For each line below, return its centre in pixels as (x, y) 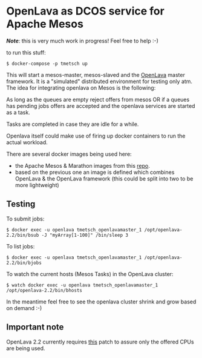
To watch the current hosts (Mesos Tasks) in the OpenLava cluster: (90, 274)
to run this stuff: (26, 52)
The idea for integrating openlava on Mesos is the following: (81, 88)
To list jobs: (21, 246)
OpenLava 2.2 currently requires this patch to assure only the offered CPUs (100, 342)
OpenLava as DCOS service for (85, 11)
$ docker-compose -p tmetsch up (47, 64)
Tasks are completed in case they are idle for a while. (73, 124)
